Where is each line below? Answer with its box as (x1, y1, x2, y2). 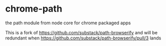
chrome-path (5, 3, 62, 15)
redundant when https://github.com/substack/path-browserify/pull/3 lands (5, 35, 161, 41)
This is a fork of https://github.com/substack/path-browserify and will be (5, 29, 158, 35)
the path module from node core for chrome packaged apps (5, 20, 131, 26)
